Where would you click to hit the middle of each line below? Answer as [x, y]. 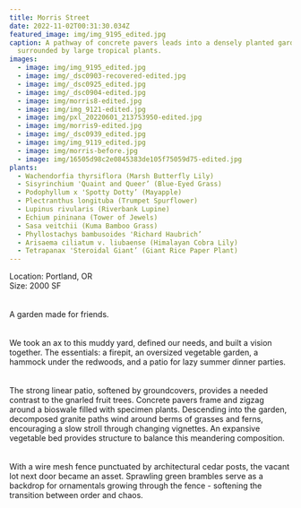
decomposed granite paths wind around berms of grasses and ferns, [137, 419]
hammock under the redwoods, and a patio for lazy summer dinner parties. [148, 362]
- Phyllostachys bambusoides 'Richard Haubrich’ [110, 234]
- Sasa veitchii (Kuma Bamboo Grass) [88, 226]
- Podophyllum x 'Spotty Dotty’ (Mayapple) [99, 193]
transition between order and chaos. [76, 495]
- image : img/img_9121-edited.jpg [82, 109]
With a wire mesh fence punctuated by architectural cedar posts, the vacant [150, 467]
